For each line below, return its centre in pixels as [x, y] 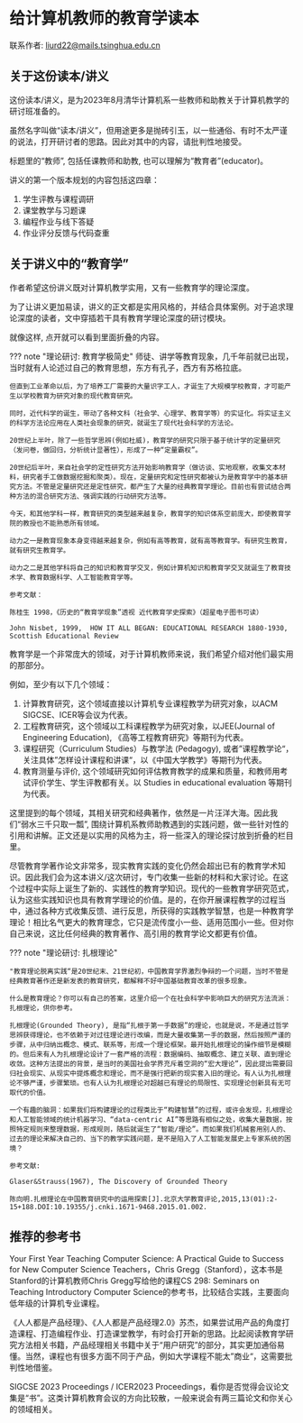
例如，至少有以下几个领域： [61, 684]
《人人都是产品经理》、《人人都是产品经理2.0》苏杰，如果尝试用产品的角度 [146, 1323]
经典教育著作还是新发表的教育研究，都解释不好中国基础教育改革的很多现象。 [130, 981]
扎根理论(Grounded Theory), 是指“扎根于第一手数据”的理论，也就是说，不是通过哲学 [149, 1025]
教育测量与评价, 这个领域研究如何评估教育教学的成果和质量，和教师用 [151, 771]
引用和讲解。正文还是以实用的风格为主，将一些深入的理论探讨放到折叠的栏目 [151, 835]
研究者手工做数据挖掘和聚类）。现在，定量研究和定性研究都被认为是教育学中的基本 [151, 477]
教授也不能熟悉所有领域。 [63, 523]
